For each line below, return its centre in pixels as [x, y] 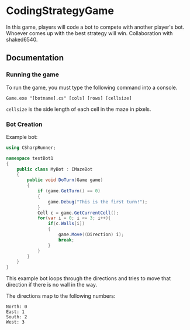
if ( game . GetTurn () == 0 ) [69, 191]
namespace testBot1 [30, 158]
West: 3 [15, 322]
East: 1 [15, 312]
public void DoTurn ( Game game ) [65, 180]
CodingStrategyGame [60, 11]
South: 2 [17, 317]
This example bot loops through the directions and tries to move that [89, 278]
